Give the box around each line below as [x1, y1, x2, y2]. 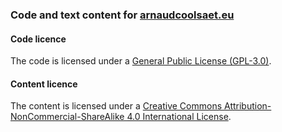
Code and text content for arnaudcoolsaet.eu [10, 8, 235, 22]
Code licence [10, 33, 67, 45]
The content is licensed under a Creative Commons [10, 100, 223, 112]
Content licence [10, 78, 78, 90]
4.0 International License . [126, 111, 232, 123]
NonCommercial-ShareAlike [10, 111, 125, 123]
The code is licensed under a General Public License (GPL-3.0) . [10, 55, 272, 67]
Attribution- [223, 100, 272, 112]
